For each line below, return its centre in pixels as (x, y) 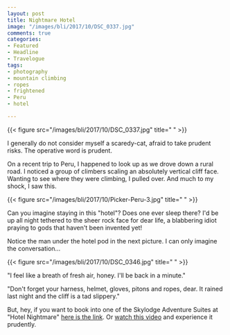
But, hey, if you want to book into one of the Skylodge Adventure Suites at (113, 309)
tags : (15, 65)
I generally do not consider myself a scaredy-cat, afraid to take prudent (109, 143)
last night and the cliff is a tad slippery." (63, 296)
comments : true (29, 33)
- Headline (23, 53)
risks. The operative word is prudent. (60, 151)
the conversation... (34, 248)
